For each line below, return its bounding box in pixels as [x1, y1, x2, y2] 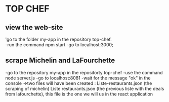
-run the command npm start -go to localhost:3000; [5, 42, 114, 48]
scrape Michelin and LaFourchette [5, 56, 115, 65]
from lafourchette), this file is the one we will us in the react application [5, 91, 153, 97]
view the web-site [5, 23, 63, 32]
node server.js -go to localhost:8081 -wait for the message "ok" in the [5, 75, 151, 81]
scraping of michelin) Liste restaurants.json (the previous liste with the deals [5, 85, 164, 91]
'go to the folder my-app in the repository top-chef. [5, 36, 112, 42]
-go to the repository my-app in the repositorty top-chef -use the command [5, 69, 163, 75]
